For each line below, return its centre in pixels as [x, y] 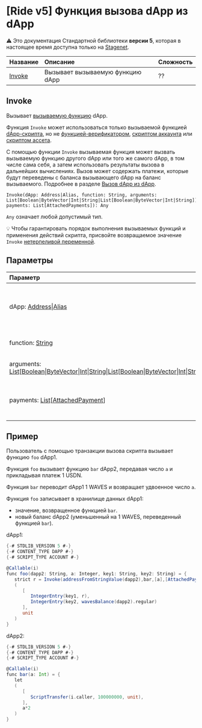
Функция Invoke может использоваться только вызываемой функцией [97, 127]
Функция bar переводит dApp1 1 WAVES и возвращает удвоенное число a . [101, 487]
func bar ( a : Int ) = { [33, 675]
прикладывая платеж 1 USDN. [44, 475]
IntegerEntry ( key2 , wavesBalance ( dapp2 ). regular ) [94, 602]
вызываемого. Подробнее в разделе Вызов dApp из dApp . [81, 184]
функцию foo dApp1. [32, 457]
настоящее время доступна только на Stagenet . [68, 47]
